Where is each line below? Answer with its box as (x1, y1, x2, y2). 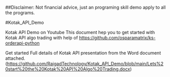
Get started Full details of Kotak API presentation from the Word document (5, 50, 161, 56)
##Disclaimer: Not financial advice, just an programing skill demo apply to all (5, 5, 166, 10)
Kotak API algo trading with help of (5, 35, 78, 41)
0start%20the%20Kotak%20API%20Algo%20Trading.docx (5, 66, 130, 72)
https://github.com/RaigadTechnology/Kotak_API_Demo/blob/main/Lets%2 (7, 61, 164, 66)
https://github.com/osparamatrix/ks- (78, 35, 156, 41)
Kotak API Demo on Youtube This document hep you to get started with (5, 29, 155, 35)
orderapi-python (5, 40, 40, 46)
